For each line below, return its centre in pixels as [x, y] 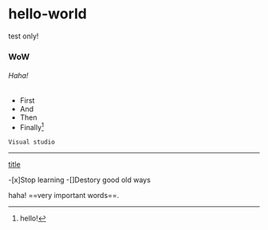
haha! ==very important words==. [64, 195]
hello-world [48, 14]
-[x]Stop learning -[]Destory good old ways [80, 180]
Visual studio [32, 142]
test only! [24, 36]
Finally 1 [32, 127]
